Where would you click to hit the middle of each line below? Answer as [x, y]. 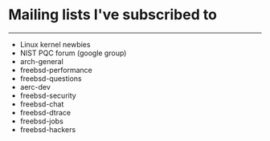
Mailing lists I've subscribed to [112, 15]
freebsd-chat [42, 104]
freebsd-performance [56, 70]
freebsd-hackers [48, 129]
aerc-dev [35, 87]
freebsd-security [48, 95]
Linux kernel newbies [55, 44]
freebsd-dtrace [45, 112]
